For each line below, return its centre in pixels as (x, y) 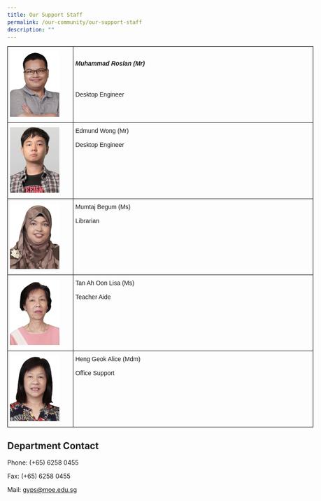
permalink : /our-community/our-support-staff (74, 22)
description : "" (31, 29)
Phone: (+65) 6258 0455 (43, 463)
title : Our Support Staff (45, 15)
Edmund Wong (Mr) (102, 131)
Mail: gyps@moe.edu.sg (42, 490)
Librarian (87, 221)
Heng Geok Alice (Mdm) (108, 359)
